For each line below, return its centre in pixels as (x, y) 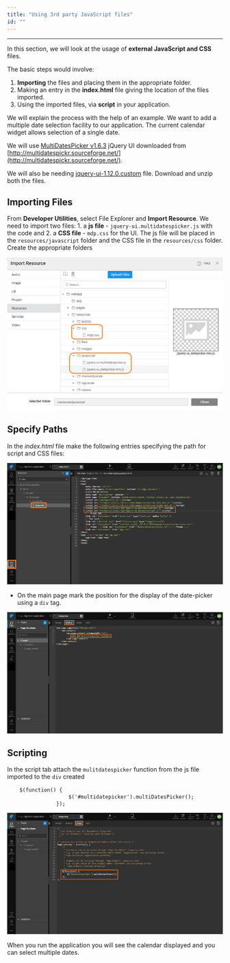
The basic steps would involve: (51, 69)
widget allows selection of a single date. (64, 132)
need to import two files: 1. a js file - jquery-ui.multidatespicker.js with (110, 226)
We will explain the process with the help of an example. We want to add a (112, 117)
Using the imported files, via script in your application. (94, 104)
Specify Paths (38, 430)
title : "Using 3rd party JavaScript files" (70, 14)
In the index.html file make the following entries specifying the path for (107, 446)
